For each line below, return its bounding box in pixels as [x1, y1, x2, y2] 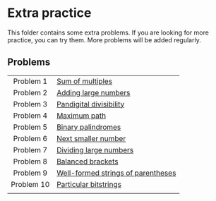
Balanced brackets [56, 157, 119, 166]
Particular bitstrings [56, 179, 122, 189]
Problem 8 [13, 157, 48, 166]
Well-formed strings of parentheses [56, 168, 176, 178]
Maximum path [56, 111, 107, 121]
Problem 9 [13, 168, 48, 178]
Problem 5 [13, 122, 48, 132]
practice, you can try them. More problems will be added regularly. [7, 35, 201, 44]
